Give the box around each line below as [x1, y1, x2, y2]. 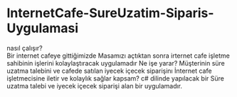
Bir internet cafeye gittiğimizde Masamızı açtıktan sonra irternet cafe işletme [6, 51, 231, 60]
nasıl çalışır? [6, 44, 43, 52]
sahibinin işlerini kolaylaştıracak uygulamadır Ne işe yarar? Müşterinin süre [6, 58, 226, 67]
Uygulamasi [6, 20, 79, 36]
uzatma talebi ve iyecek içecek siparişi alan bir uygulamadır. [6, 81, 183, 90]
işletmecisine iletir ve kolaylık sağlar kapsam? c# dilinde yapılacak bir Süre [6, 73, 225, 83]
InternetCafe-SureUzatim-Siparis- [6, 5, 214, 21]
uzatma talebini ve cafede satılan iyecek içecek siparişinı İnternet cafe [6, 66, 212, 75]
